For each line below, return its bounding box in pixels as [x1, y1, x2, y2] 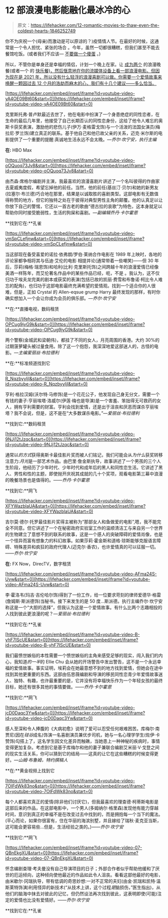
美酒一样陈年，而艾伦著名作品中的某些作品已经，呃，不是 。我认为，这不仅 [5, 270, 160, 276]
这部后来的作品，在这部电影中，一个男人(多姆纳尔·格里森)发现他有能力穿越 [5, 805, 159, 811]
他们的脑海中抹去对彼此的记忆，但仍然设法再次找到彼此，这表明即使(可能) [5, 890, 157, 896]
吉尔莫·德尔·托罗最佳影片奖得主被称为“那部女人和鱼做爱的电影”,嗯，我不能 [5, 518, 157, 525]
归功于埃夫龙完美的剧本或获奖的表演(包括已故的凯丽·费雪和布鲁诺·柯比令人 [5, 276, 158, 282]
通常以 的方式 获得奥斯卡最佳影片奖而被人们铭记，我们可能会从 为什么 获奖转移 [5, 451, 163, 457]
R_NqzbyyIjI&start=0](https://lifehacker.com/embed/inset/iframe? [5, 375, 140, 382]
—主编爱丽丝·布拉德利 [14, 350, 59, 356]
